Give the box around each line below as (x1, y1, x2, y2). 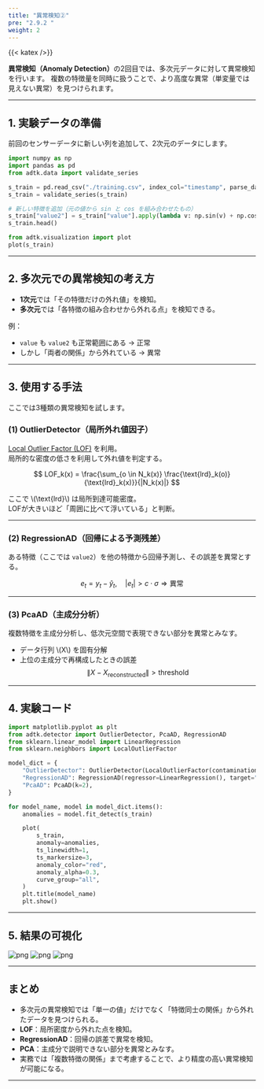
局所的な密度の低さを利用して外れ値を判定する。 (8, 454, 167, 463)
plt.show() (22, 898, 58, 906)
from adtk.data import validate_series (8, 169, 139, 177)
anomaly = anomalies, (36, 839, 101, 847)
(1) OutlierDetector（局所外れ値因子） (8, 424, 153, 435)
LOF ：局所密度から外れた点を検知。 (19, 1024, 137, 1034)
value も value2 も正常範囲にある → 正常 (19, 338, 151, 347)
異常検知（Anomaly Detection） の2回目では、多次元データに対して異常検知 (8, 64, 255, 73)
